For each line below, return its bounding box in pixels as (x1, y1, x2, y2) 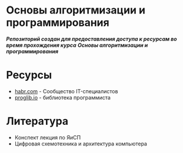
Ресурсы (6, 69, 52, 82)
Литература (6, 115, 69, 128)
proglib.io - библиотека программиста (14, 94, 111, 101)
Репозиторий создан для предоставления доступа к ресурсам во (6, 35, 178, 42)
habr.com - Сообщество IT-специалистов (14, 87, 118, 94)
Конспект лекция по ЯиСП (14, 134, 81, 141)
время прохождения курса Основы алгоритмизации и (6, 42, 148, 49)
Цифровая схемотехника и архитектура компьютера (14, 140, 147, 147)
